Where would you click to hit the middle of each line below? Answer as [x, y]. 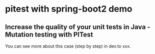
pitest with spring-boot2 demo [69, 9]
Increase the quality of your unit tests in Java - [78, 27]
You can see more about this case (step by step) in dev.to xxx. [68, 46]
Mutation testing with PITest [49, 34]
